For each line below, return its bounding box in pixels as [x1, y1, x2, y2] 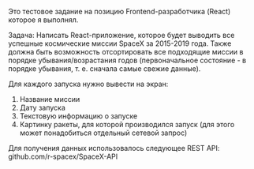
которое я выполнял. [8, 15, 79, 24]
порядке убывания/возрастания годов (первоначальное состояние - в [8, 55, 247, 65]
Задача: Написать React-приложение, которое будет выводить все [8, 31, 235, 39]
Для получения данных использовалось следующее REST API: [8, 144, 220, 152]
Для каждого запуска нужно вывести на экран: [8, 79, 169, 88]
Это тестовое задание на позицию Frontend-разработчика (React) [8, 7, 231, 16]
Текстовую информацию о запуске [19, 111, 138, 121]
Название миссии [19, 95, 80, 103]
